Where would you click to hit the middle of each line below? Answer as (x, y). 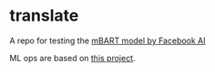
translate (44, 16)
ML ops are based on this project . (72, 58)
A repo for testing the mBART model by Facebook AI (108, 40)
